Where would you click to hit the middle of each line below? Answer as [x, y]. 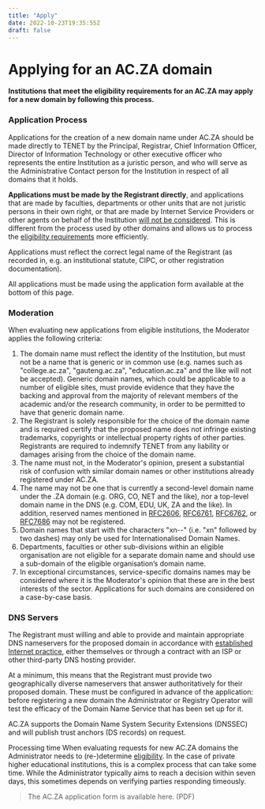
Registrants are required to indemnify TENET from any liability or [124, 446]
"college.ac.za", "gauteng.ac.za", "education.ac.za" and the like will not [136, 370]
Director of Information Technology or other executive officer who [115, 154]
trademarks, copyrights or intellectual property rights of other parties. [132, 437]
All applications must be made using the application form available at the [126, 284]
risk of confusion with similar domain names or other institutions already [137, 471]
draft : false [30, 30]
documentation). [35, 269]
